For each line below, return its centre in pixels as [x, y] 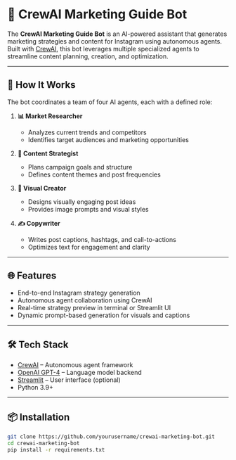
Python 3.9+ [35, 388]
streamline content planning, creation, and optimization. [88, 56]
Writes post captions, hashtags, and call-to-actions [102, 239]
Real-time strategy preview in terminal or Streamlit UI [94, 307]
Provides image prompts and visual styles [88, 209]
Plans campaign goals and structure [80, 167]
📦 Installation [39, 417]
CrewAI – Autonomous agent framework [75, 365]
